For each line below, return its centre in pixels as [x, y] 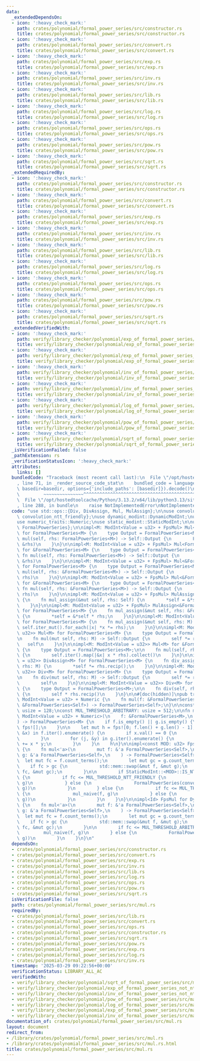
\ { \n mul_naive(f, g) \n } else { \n [97, 794]
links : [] [29, 472]
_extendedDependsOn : [37, 17]
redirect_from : [25, 1032]
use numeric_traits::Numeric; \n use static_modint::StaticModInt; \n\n [105, 522]
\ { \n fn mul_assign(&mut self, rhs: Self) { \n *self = [101, 600]
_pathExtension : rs [36, 455]
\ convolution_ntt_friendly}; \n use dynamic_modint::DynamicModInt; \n [105, 517]
